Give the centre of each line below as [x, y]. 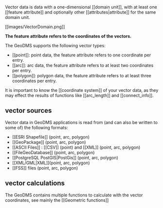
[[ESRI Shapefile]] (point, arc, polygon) [51, 137]
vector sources [28, 111]
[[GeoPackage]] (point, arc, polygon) [49, 142]
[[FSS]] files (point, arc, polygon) [45, 168]
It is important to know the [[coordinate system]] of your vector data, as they [82, 90]
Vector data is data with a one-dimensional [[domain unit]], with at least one [81, 7]
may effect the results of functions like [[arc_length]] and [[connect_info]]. [80, 95]
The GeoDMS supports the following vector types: [55, 45]
